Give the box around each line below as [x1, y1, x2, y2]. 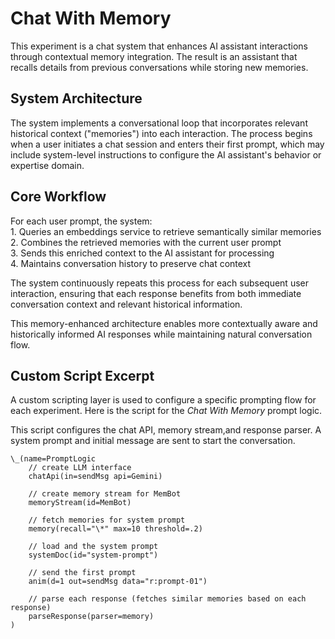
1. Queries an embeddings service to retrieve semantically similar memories [10, 225, 322, 237]
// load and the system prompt [28, 542, 159, 552]
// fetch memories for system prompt [28, 515, 186, 526]
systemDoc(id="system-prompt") [28, 550, 159, 561]
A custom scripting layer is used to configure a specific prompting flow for [10, 394, 317, 406]
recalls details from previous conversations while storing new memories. [10, 61, 309, 73]
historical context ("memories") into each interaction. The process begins [10, 127, 313, 139]
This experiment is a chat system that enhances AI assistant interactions [10, 40, 308, 52]
